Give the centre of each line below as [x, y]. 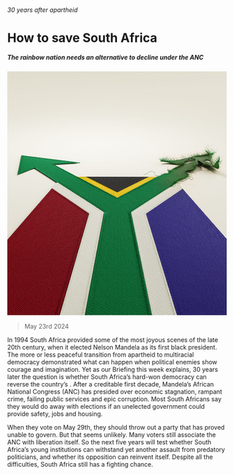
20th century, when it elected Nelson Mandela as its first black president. [112, 348]
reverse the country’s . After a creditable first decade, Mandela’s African [111, 384]
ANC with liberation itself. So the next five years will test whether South [109, 442]
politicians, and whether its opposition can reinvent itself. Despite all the [110, 457]
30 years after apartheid [42, 10]
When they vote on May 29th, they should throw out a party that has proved [116, 428]
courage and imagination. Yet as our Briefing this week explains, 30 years [112, 370]
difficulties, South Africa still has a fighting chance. [80, 465]
